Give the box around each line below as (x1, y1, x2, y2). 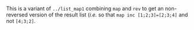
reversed (6, 11, 28, 18)
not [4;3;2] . (6, 18, 36, 24)
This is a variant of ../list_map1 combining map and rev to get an (6, 5, 164, 12)
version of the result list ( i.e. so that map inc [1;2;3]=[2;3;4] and (29, 11, 188, 18)
